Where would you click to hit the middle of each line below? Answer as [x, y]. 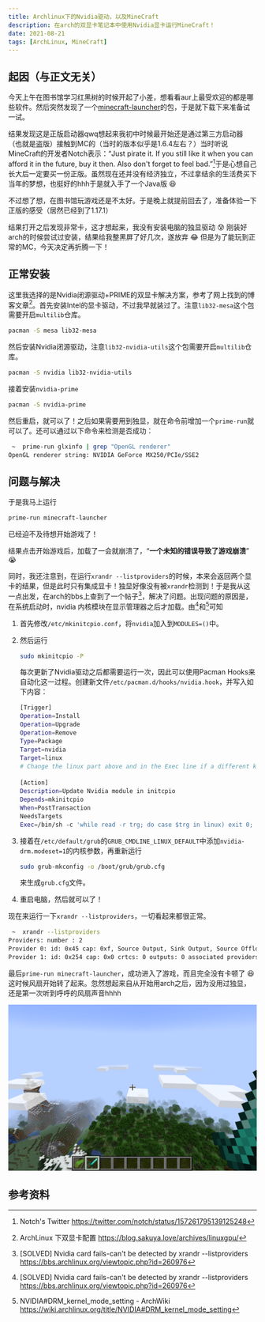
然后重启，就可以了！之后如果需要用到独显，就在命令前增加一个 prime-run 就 [131, 421]
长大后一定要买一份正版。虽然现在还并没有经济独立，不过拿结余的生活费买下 [132, 173]
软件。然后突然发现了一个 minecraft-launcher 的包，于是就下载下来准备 [129, 108]
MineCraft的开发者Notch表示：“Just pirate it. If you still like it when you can [131, 153]
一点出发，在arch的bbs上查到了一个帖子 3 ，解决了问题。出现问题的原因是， [130, 595]
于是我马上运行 [32, 502]
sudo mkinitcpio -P [52, 656]
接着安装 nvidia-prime [43, 388]
